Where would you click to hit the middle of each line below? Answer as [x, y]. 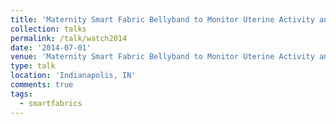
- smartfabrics [51, 103]
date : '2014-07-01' [51, 47]
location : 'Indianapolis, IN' [73, 76]
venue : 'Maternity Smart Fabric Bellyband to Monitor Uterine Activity [162, 57]
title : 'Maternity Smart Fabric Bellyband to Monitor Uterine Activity [162, 19]
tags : [21, 94]
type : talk [33, 66]
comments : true [42, 85]
